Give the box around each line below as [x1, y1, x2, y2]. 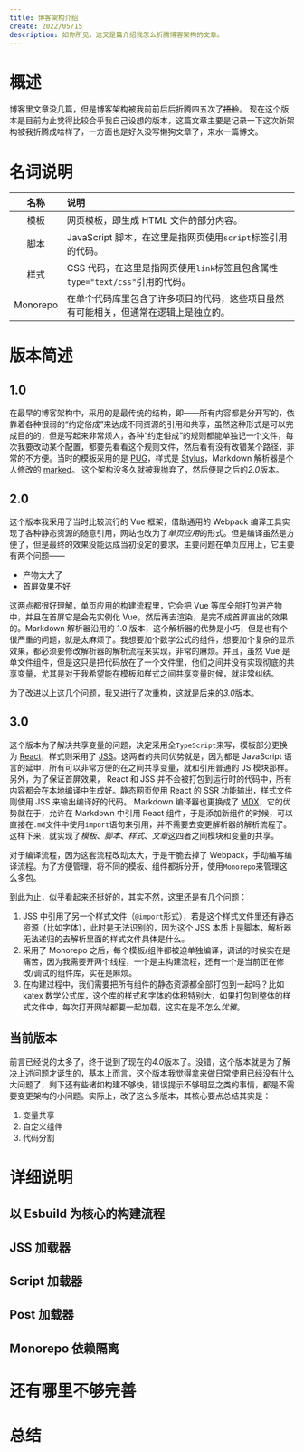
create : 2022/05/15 [9, 22, 83, 31]
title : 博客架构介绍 [9, 13, 79, 23]
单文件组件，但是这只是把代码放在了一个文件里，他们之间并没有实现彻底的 [9, 657, 287, 668]
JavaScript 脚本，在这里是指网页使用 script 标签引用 [66, 231, 288, 244]
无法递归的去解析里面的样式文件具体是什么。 [22, 933, 190, 944]
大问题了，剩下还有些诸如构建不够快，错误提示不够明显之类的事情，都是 [9, 1078, 279, 1089]
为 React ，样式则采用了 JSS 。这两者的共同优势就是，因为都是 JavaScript [9, 750, 282, 762]
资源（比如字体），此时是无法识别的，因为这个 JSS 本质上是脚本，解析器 [22, 921, 292, 932]
